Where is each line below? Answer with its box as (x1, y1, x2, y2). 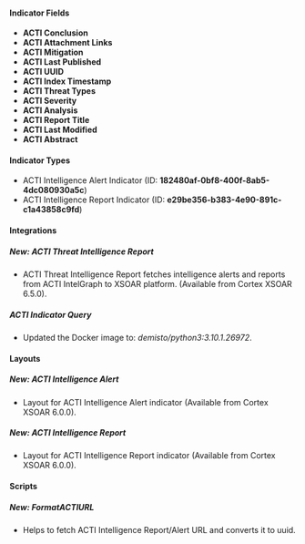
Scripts (9, 481, 38, 492)
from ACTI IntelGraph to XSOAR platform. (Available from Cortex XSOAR (22, 278, 293, 289)
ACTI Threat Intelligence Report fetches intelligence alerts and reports (22, 269, 286, 280)
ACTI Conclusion (22, 27, 88, 38)
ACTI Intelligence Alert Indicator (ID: (22, 175, 158, 186)
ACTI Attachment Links (22, 37, 113, 48)
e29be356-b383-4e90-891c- (167, 194, 282, 205)
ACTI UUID (22, 67, 65, 77)
